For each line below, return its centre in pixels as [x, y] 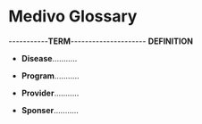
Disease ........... [49, 58]
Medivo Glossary [73, 17]
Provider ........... [50, 93]
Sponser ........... [50, 110]
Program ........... [50, 75]
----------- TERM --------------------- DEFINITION [101, 41]
